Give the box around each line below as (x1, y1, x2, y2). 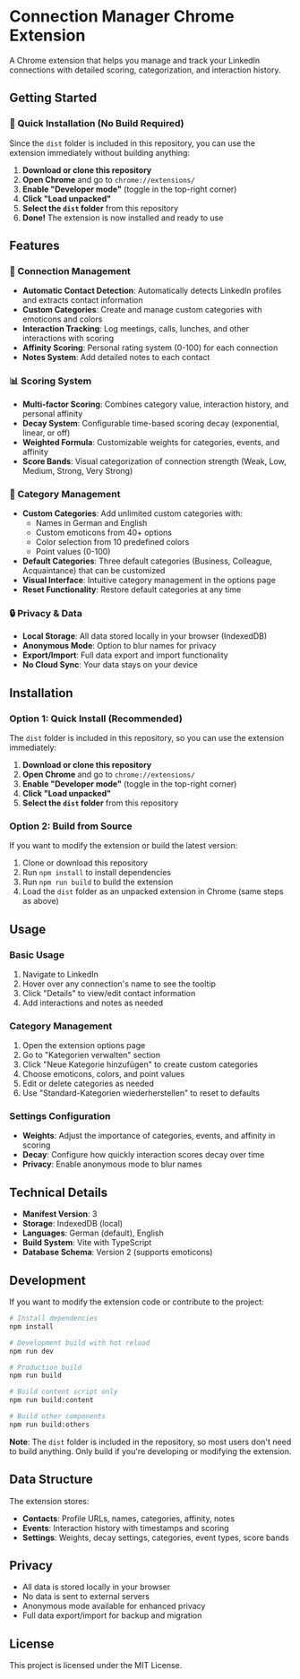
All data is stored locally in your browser (21, 1581, 171, 1592)
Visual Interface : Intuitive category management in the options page (21, 574, 276, 585)
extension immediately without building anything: (9, 147, 191, 158)
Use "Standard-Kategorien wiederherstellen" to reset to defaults (21, 1088, 261, 1098)
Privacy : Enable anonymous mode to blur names (21, 1158, 203, 1170)
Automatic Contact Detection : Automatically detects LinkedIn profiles (21, 285, 282, 297)
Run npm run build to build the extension (21, 876, 174, 888)
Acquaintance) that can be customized (21, 564, 166, 575)
